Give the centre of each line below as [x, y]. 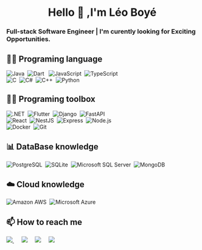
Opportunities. [28, 39]
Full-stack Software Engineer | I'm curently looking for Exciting [101, 32]
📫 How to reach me [44, 222]
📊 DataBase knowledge [52, 147]
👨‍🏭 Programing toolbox [51, 99]
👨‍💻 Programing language [54, 59]
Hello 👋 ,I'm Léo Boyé [102, 12]
